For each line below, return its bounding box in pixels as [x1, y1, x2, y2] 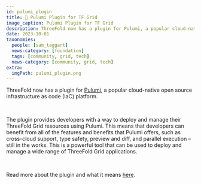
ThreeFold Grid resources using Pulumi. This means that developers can [6, 122, 184, 129]
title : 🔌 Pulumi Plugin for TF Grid [6, 14, 98, 20]
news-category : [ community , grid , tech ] [11, 59, 114, 65]
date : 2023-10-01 [6, 31, 50, 37]
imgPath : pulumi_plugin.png [11, 70, 82, 76]
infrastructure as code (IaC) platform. [6, 93, 98, 100]
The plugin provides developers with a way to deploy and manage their [6, 116, 181, 123]
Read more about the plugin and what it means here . [6, 171, 136, 179]
